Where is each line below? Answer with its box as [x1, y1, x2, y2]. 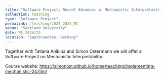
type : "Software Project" [5, 16, 58, 21]
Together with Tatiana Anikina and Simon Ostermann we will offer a [5, 48, 142, 54]
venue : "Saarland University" [5, 26, 68, 31]
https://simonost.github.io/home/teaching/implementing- [39, 63, 156, 69]
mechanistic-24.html [5, 68, 47, 74]
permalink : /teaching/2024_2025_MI [5, 21, 79, 26]
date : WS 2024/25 [5, 30, 41, 35]
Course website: [5, 63, 39, 69]
